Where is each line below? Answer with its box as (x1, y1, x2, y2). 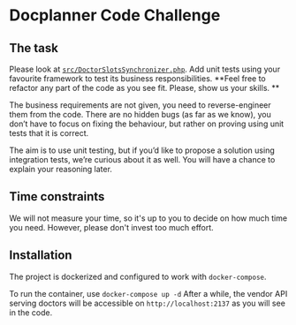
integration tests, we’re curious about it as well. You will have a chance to (9, 155, 276, 164)
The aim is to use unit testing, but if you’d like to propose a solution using (9, 145, 276, 155)
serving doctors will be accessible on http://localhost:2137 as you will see (9, 298, 285, 308)
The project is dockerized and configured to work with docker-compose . (9, 271, 267, 282)
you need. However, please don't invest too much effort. (9, 222, 214, 232)
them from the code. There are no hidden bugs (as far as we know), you (9, 110, 271, 119)
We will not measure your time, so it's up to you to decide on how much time (9, 213, 288, 223)
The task (9, 41, 59, 56)
